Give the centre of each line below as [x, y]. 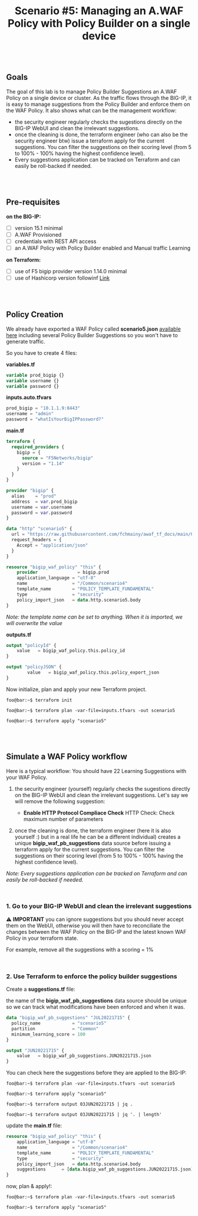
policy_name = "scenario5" [59, 1023]
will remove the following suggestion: [60, 801]
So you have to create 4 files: [42, 352]
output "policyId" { [32, 645]
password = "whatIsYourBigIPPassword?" [55, 419]
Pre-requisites [33, 202]
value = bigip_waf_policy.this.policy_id [71, 651]
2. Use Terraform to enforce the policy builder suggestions [92, 976]
